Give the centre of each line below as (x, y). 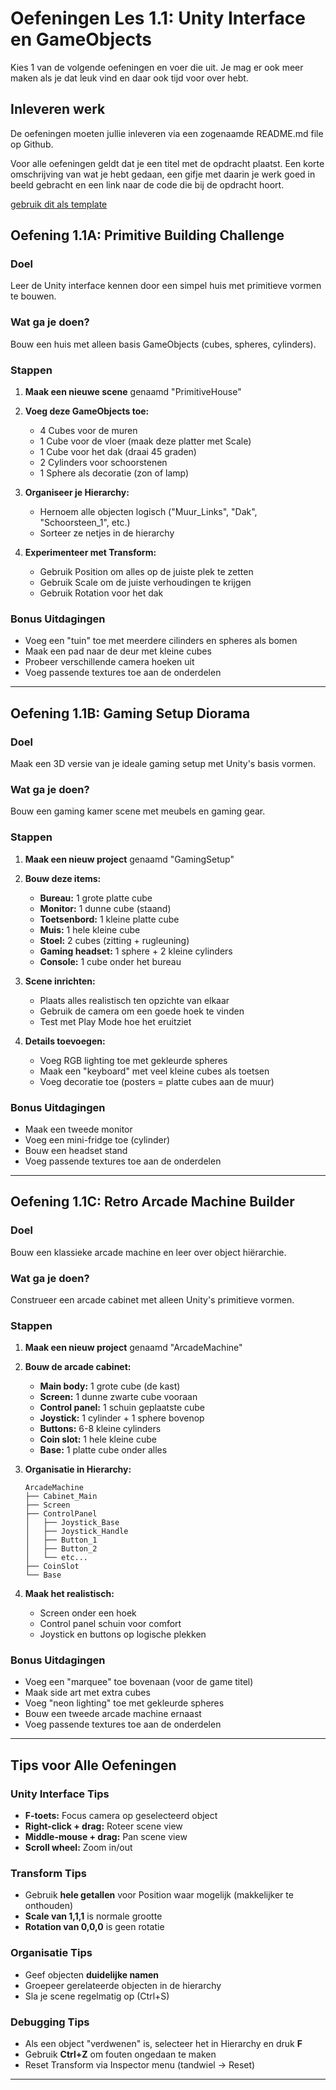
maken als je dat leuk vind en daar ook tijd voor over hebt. (129, 78)
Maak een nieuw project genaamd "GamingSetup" (129, 859)
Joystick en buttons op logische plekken (123, 1634)
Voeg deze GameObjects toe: (87, 411)
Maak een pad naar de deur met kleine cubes (118, 651)
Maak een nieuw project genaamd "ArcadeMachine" (133, 1348)
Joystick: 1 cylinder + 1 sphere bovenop (122, 1418)
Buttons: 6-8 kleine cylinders (100, 1429)
